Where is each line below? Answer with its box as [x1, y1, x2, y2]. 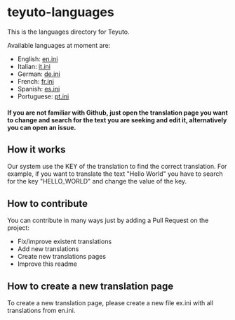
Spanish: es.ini [17, 84, 60, 93]
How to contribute [7, 198, 88, 210]
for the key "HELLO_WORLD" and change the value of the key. [7, 177, 187, 186]
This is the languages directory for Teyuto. [7, 27, 130, 36]
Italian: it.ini [17, 62, 51, 70]
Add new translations [17, 245, 79, 253]
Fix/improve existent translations [17, 237, 112, 246]
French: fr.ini [17, 77, 55, 85]
